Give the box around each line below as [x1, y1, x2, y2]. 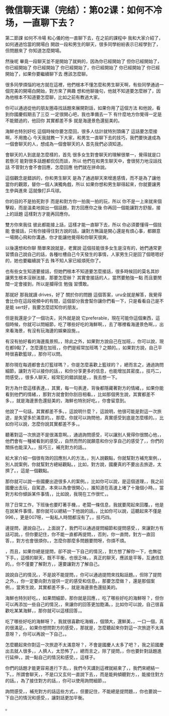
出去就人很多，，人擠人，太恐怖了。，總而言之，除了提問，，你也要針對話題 [5, 648, 157, 654]
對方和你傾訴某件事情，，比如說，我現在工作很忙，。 [5, 490, 111, 497]
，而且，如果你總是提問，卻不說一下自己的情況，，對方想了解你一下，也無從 [5, 548, 162, 554]
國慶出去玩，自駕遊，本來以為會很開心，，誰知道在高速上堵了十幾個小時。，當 [5, 484, 164, 490]
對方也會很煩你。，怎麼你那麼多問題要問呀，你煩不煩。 [16, 537, 129, 543]
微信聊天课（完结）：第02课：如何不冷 [5, 5, 162, 16]
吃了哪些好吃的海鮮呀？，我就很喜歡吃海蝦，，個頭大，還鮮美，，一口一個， [5, 618, 159, 624]
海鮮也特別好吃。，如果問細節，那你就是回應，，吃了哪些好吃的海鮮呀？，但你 [5, 595, 164, 601]
